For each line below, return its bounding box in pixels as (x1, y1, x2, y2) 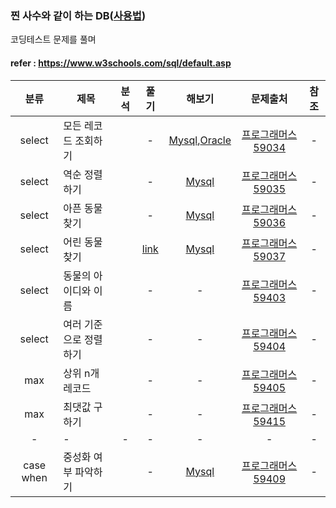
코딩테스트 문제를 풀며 (10, 33, 97, 46)
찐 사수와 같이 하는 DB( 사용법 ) (10, 8, 147, 22)
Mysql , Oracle (168, 133, 232, 147)
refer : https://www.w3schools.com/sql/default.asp (10, 57, 232, 69)
